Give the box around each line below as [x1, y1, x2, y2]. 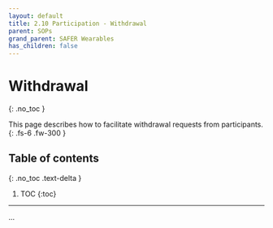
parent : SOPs [8, 27, 53, 35]
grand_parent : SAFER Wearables [8, 34, 115, 43]
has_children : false [8, 42, 79, 50]
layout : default [8, 11, 63, 20]
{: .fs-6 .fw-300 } [8, 128, 67, 138]
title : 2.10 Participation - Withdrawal [8, 19, 148, 28]
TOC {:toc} [19, 188, 57, 199]
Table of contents [8, 152, 99, 166]
